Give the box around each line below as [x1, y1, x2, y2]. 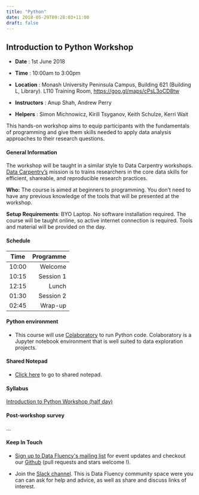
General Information [6, 148, 58, 156]
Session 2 [38, 291, 67, 300]
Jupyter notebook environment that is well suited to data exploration [14, 338, 183, 345]
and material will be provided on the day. [6, 223, 106, 230]
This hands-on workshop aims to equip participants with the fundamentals [6, 122, 190, 129]
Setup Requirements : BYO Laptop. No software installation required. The [6, 211, 186, 218]
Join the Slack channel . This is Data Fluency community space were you [14, 470, 194, 477]
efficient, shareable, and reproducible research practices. [6, 175, 148, 182]
